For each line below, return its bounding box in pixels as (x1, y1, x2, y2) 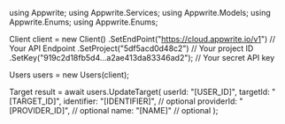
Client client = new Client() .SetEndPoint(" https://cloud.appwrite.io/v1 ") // (9, 34, 276, 44)
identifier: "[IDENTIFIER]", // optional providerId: (63, 96, 237, 106)
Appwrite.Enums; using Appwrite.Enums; (9, 17, 158, 27)
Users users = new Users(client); (9, 69, 130, 80)
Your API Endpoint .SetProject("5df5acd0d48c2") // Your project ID (9, 43, 254, 54)
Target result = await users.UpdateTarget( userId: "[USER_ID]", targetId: (9, 87, 270, 97)
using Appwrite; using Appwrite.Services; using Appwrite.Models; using (9, 8, 272, 18)
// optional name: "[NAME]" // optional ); (72, 106, 219, 115)
